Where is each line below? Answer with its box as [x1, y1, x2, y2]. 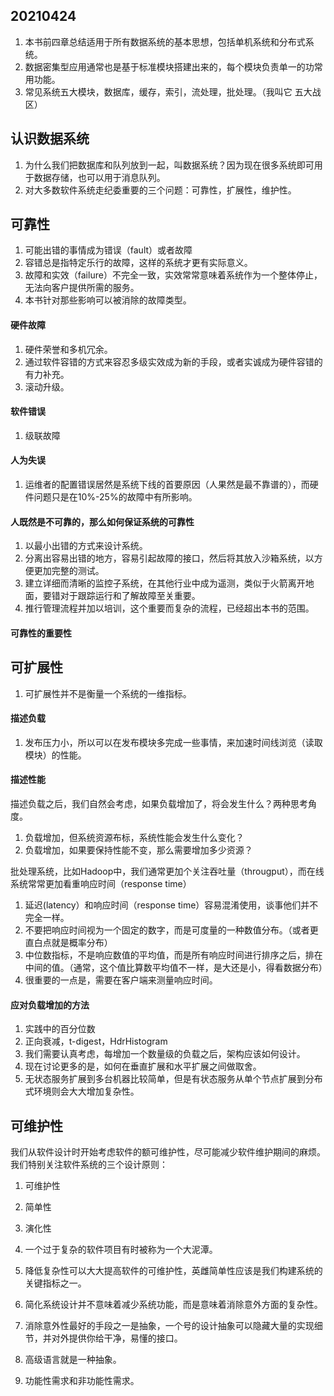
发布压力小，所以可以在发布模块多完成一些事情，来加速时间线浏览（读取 [24, 736, 323, 748]
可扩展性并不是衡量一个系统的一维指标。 [24, 687, 192, 699]
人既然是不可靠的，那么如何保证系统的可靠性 [10, 515, 195, 528]
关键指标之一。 [24, 1277, 87, 1289]
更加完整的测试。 [33, 565, 105, 577]
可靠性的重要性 [10, 627, 72, 639]
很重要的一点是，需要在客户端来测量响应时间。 [24, 974, 218, 986]
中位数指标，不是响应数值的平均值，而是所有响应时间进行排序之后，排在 [24, 949, 323, 961]
